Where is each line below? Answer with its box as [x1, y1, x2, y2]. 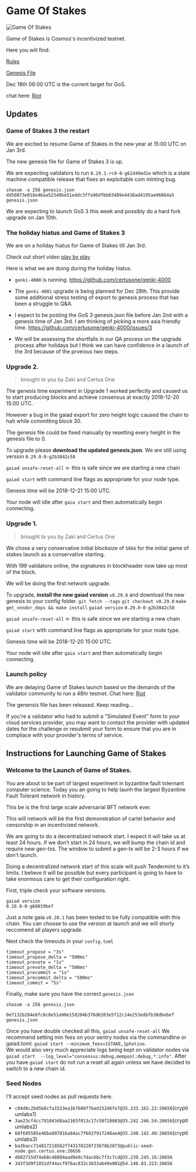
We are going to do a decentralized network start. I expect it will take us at [6, 832, 186, 840]
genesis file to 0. [6, 435, 46, 442]
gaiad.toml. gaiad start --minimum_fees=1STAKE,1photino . [6, 1039, 147, 1047]
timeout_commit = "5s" [6, 979, 62, 986]
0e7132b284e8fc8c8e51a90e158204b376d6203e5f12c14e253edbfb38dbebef [6, 1012, 175, 1018]
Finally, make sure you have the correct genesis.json [6, 990, 134, 997]
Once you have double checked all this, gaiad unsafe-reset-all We [6, 1027, 170, 1034]
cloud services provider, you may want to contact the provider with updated [6, 719, 190, 726]
